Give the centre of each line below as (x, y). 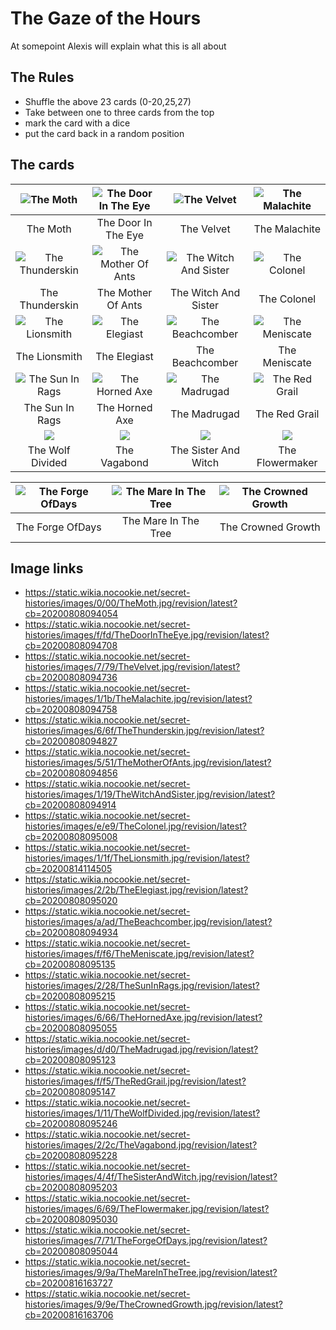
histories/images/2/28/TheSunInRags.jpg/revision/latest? (142, 986)
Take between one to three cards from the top (119, 112)
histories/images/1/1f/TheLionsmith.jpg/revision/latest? (137, 858)
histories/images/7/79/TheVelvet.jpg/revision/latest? (132, 667)
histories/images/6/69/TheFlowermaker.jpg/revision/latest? (147, 1209)
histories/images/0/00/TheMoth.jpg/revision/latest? (131, 603)
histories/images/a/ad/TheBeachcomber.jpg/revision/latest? (148, 922)
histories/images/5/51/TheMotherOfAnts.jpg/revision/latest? (148, 763)
